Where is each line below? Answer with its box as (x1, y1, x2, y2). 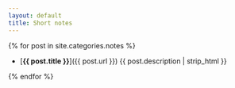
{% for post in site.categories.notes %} (8, 40, 137, 50)
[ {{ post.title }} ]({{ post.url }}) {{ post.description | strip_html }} (19, 56, 228, 66)
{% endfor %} (8, 71, 54, 81)
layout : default (8, 11, 62, 20)
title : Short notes (8, 19, 73, 27)
